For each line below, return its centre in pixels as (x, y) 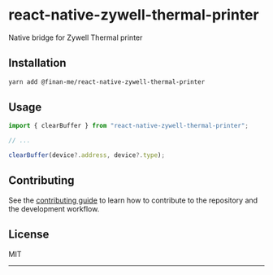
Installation (37, 63)
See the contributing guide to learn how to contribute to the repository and (133, 200)
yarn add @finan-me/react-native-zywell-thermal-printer (107, 82)
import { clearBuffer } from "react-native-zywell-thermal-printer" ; (129, 126)
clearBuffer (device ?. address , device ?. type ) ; (87, 155)
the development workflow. (54, 208)
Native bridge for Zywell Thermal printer (76, 37)
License (29, 235)
